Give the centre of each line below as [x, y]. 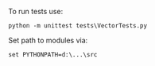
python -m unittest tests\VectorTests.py [78, 26]
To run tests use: [36, 11]
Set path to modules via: [48, 40]
